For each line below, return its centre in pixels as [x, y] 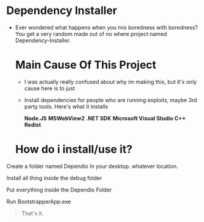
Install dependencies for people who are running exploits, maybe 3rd [111, 100]
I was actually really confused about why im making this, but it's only [111, 82]
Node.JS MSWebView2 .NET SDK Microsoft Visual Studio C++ [105, 118]
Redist [33, 125]
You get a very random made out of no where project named [91, 33]
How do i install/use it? [74, 149]
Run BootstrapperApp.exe [39, 201]
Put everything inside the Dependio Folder [59, 190]
